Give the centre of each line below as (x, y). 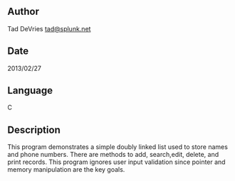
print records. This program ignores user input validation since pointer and (116, 162)
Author (23, 12)
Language (30, 90)
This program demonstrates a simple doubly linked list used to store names (117, 147)
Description (34, 130)
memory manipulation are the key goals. (66, 170)
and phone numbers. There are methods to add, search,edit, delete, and (113, 155)
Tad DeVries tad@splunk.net (49, 28)
